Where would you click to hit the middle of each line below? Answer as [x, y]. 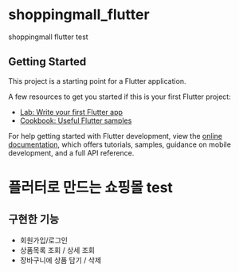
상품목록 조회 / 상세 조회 [57, 250]
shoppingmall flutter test [49, 37]
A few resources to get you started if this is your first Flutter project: [119, 97]
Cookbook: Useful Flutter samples [76, 120]
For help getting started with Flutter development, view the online [116, 136]
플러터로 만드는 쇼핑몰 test [91, 187]
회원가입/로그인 [44, 240]
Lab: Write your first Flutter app [71, 112]
